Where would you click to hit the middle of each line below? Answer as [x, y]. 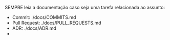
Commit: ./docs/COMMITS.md [44, 17]
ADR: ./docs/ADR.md [34, 28]
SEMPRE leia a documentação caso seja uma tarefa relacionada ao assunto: [85, 7]
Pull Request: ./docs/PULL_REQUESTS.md [57, 23]
